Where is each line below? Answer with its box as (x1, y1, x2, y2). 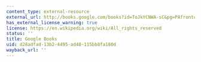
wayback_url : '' (6, 47, 47, 53)
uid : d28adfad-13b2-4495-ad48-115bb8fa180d (6, 42, 117, 48)
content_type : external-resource (6, 8, 90, 15)
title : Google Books (6, 36, 58, 42)
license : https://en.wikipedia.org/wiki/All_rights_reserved (6, 25, 162, 31)
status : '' (6, 31, 33, 37)
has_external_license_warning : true (6, 19, 98, 25)
